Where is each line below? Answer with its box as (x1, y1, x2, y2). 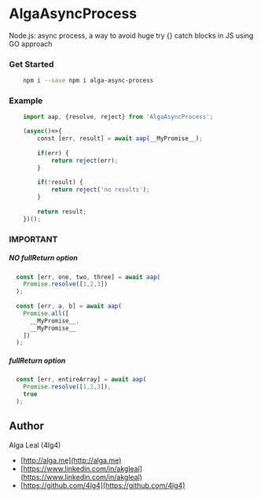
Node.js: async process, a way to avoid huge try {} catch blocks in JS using (9, 31, 254, 40)
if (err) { (37, 149, 69, 157)
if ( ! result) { (37, 179, 83, 186)
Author (9, 419, 44, 433)
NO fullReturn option (9, 253, 78, 263)
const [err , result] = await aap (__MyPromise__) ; (37, 135, 203, 142)
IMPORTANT (9, 234, 58, 245)
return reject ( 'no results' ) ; (50, 186, 150, 194)
